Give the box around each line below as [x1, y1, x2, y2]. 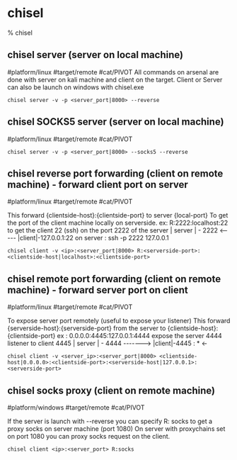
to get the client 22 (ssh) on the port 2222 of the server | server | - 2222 [7, 226, 218, 235]
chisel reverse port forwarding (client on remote [7, 167, 224, 179]
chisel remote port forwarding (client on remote [7, 273, 221, 285]
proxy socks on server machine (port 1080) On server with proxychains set [7, 425, 226, 433]
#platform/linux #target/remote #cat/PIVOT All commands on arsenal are [7, 67, 219, 76]
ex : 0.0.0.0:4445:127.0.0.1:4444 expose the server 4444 [57, 332, 223, 340]
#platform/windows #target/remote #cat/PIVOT [7, 403, 145, 412]
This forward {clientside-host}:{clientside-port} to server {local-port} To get [7, 211, 229, 220]
